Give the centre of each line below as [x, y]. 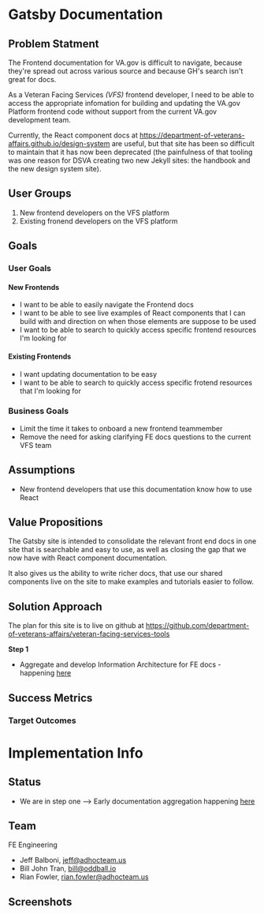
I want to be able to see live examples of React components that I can [132, 313]
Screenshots [40, 902]
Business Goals [39, 411]
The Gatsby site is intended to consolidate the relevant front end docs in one [132, 541]
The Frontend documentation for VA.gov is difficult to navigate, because [125, 62]
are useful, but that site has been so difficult [183, 143]
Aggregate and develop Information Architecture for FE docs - [121, 664]
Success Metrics [50, 698]
